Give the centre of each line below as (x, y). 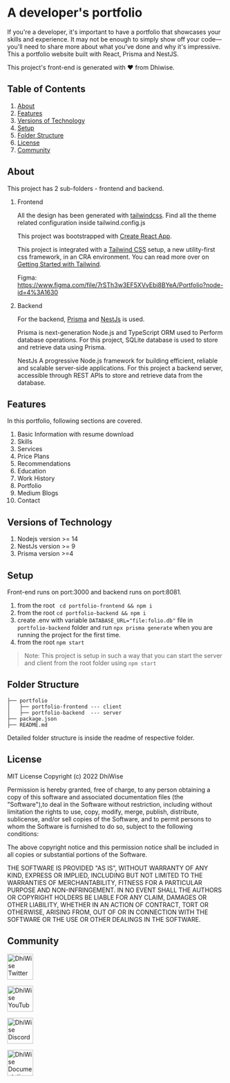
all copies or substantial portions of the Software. (77, 854)
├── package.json (32, 719)
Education (31, 471)
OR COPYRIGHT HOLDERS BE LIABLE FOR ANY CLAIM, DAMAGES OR (107, 897)
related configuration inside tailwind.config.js (81, 222)
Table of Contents (47, 89)
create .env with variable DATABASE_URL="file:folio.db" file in (105, 620)
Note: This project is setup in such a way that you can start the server (123, 656)
